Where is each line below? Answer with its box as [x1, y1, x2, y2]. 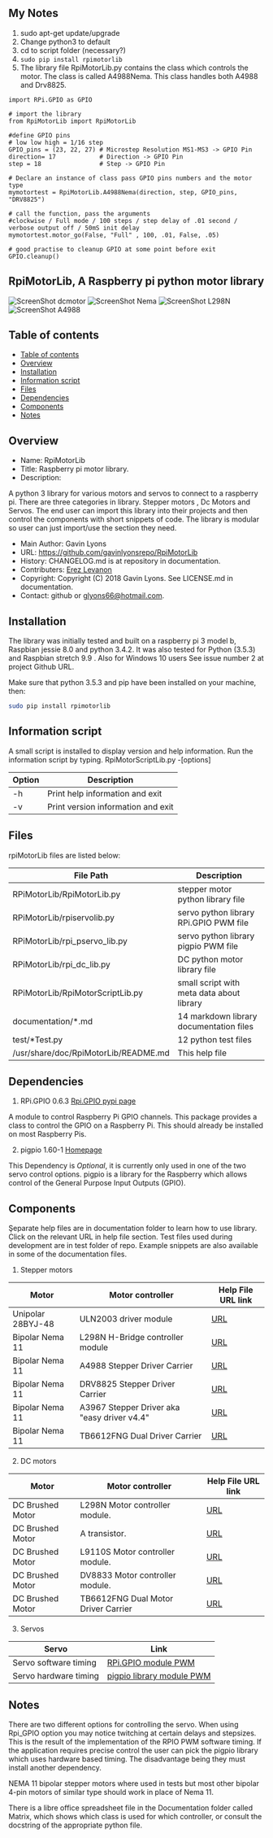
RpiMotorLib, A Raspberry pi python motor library [8, 274, 265, 288]
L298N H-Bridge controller [79, 1332, 184, 1343]
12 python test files [177, 1033, 252, 1045]
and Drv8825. [19, 80, 67, 89]
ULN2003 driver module [79, 1313, 173, 1325]
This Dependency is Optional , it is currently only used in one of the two [8, 1161, 246, 1171]
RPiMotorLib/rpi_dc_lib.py [12, 958, 111, 970]
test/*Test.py [12, 1033, 63, 1045]
